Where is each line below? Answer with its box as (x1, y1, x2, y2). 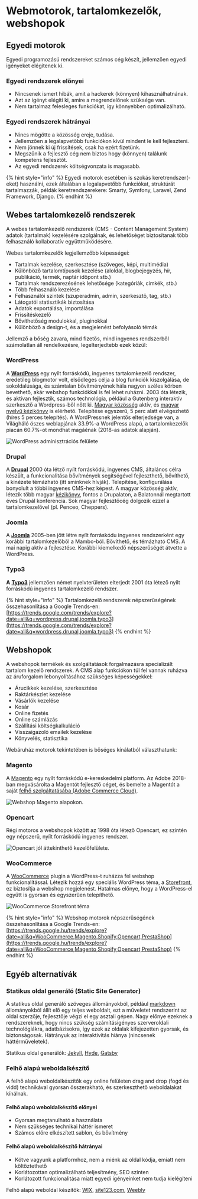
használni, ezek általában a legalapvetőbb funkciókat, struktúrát (20, 180, 176, 187)
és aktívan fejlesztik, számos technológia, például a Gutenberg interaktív (6, 395, 183, 402)
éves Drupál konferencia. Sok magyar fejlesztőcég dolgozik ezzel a (6, 498, 170, 504)
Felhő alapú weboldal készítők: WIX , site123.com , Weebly (6, 1186, 146, 1193)
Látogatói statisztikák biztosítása (14, 298, 95, 306)
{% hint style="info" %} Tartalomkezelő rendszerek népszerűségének (6, 596, 176, 603)
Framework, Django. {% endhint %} (6, 193, 93, 200)
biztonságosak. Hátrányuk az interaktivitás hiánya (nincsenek (6, 1031, 155, 1038)
